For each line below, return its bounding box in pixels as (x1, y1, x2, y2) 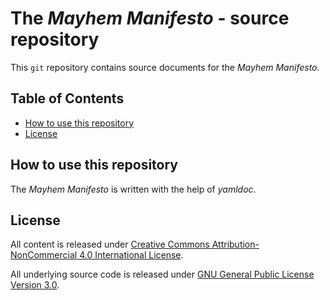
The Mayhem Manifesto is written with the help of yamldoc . (10, 183, 257, 195)
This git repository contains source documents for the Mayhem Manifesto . (10, 61, 320, 73)
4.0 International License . (79, 249, 184, 261)
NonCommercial (10, 249, 78, 261)
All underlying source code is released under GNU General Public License (10, 268, 315, 281)
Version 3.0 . (10, 279, 60, 291)
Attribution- (211, 238, 260, 251)
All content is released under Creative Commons (10, 238, 210, 251)
